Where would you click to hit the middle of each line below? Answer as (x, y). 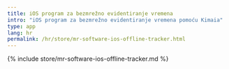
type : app (22, 26)
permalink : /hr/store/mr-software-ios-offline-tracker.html (97, 39)
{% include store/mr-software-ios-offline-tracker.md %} (88, 59)
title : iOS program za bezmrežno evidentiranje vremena (90, 13)
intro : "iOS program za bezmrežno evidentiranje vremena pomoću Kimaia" (115, 20)
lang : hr (20, 33)
